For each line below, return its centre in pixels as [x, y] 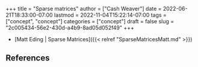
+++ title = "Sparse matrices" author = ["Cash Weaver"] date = [84, 9]
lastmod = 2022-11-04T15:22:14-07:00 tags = [110, 15]
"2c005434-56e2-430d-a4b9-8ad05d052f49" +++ [70, 28]
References [28, 58]
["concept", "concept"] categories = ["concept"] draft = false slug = [90, 21]
